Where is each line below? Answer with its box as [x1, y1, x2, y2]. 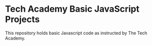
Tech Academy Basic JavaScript [5, 3, 140, 15]
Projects [5, 14, 40, 25]
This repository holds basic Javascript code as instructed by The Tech [5, 30, 148, 36]
